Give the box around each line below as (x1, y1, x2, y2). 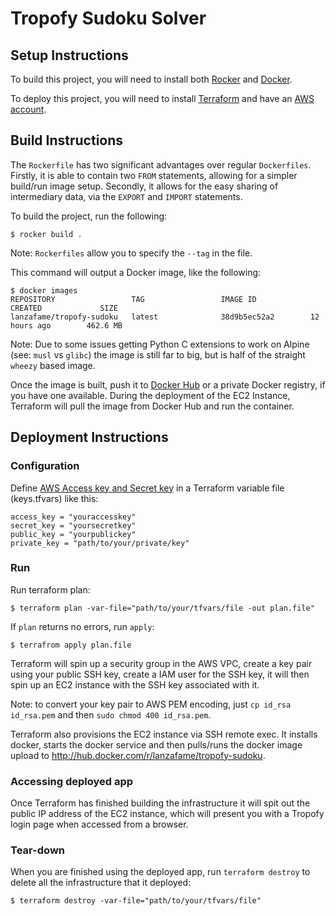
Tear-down (10, 843, 65, 857)
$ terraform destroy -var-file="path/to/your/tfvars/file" (10, 896, 262, 906)
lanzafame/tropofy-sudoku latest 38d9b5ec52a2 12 (10, 312, 320, 322)
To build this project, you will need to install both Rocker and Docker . (10, 73, 293, 85)
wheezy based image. (10, 359, 96, 371)
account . (10, 103, 47, 115)
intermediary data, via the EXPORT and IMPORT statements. (10, 190, 243, 202)
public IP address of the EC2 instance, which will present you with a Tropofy (10, 808, 325, 820)
